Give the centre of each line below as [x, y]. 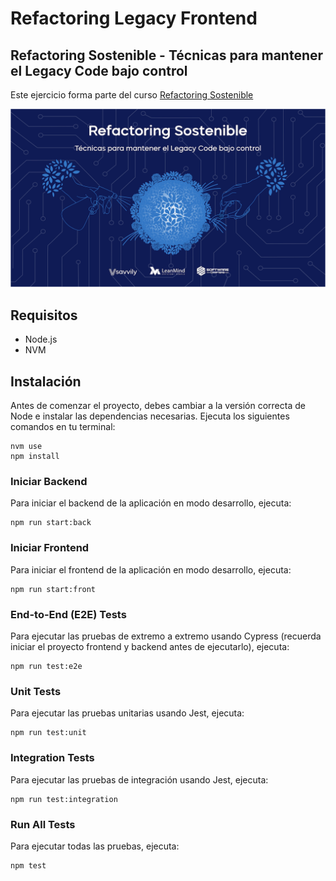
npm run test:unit [48, 733]
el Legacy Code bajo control [99, 70]
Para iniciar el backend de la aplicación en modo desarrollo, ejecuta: [151, 503]
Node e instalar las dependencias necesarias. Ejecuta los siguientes [150, 416]
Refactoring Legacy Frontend [134, 18]
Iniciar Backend [49, 482]
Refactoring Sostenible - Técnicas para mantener [167, 55]
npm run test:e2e [46, 666]
